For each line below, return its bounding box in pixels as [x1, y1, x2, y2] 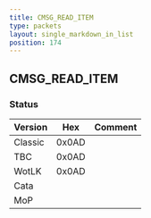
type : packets [9, 21, 63, 30]
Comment [94, 121, 138, 133]
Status [9, 97, 38, 110]
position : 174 [9, 38, 63, 47]
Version [13, 121, 48, 133]
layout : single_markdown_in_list [9, 29, 134, 38]
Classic [13, 136, 45, 148]
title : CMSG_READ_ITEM [9, 13, 94, 22]
